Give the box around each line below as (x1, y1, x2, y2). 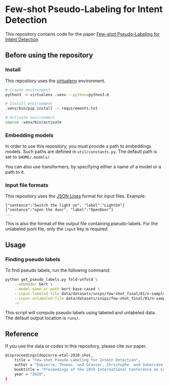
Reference (5, 329, 39, 338)
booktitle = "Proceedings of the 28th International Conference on (14, 367, 158, 372)
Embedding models (5, 131, 54, 138)
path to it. (5, 169, 25, 175)
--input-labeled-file (14, 291, 59, 296)
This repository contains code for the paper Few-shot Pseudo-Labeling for (5, 31, 160, 37)
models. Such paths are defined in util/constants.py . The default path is (5, 149, 157, 155)
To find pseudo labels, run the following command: (5, 267, 111, 273)
